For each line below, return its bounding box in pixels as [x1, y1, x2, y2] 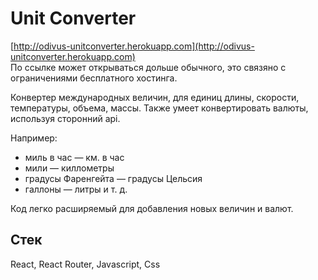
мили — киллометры [24, 162, 115, 174]
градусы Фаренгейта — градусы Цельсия [24, 172, 203, 184]
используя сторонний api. [10, 112, 121, 124]
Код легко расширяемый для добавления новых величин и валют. [10, 202, 294, 214]
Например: [10, 132, 58, 144]
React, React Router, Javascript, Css [10, 258, 161, 270]
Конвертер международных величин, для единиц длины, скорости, [10, 91, 300, 103]
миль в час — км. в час [24, 151, 125, 163]
